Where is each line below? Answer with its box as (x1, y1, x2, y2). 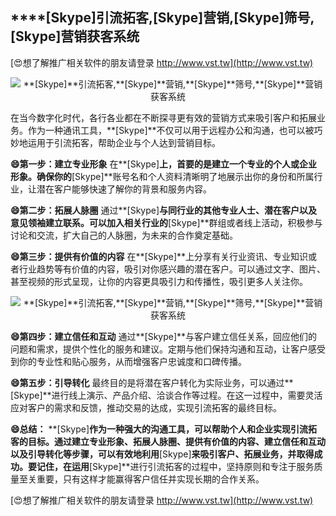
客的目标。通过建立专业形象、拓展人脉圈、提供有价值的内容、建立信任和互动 (10, 435, 326, 447)
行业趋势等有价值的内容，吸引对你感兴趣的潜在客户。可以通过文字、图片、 (18, 263, 326, 275)
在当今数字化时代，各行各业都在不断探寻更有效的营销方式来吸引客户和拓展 (10, 111, 317, 123)
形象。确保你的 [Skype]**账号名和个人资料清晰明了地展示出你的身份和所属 (10, 170, 315, 182)
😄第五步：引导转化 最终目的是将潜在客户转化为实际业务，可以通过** (10, 376, 294, 388)
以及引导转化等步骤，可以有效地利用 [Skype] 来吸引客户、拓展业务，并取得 (10, 448, 315, 460)
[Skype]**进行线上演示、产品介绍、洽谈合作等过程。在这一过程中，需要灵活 (10, 389, 323, 401)
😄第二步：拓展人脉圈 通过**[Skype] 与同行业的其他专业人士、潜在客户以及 (10, 204, 318, 216)
